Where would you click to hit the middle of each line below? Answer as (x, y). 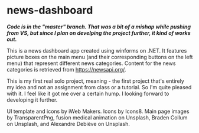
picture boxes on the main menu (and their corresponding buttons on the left (100, 57)
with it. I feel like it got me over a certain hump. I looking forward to (88, 93)
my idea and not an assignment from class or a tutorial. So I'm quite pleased (99, 87)
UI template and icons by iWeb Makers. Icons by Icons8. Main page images (98, 111)
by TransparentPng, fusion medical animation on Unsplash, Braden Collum (97, 117)
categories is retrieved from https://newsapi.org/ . (66, 69)
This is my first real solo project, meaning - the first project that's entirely (96, 81)
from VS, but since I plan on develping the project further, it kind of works (99, 33)
